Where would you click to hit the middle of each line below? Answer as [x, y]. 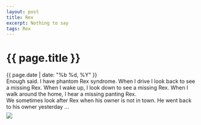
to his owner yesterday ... [38, 107]
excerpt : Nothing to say [37, 23]
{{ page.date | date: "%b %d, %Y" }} [52, 75]
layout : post [23, 12]
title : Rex [20, 17]
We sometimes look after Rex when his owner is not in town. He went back [99, 100]
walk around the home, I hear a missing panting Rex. [72, 94]
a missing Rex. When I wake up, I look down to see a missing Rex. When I [97, 88]
